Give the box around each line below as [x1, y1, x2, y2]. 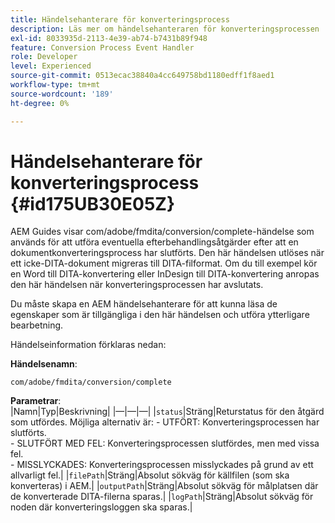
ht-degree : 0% [10, 98, 70, 108]
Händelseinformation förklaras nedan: [10, 339, 167, 351]
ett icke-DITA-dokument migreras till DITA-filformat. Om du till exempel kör [10, 257, 318, 270]
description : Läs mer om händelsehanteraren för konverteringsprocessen [10, 24, 320, 34]
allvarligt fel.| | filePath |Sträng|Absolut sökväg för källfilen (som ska [10, 469, 290, 481]
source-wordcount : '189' [10, 89, 114, 99]
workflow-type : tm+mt [10, 80, 101, 90]
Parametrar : [10, 395, 62, 407]
